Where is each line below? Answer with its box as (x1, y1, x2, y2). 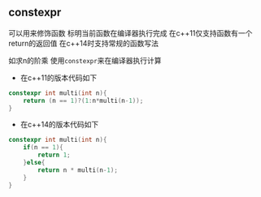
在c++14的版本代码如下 (20, 120, 99, 130)
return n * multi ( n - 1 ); (37, 165, 118, 174)
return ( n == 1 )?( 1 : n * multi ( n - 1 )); (23, 96, 144, 105)
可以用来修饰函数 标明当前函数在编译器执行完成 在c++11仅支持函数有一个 (8, 28, 253, 38)
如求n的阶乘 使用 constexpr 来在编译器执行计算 (8, 55, 162, 65)
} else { (23, 159, 46, 167)
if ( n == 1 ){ (23, 143, 63, 152)
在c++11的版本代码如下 (20, 72, 98, 83)
